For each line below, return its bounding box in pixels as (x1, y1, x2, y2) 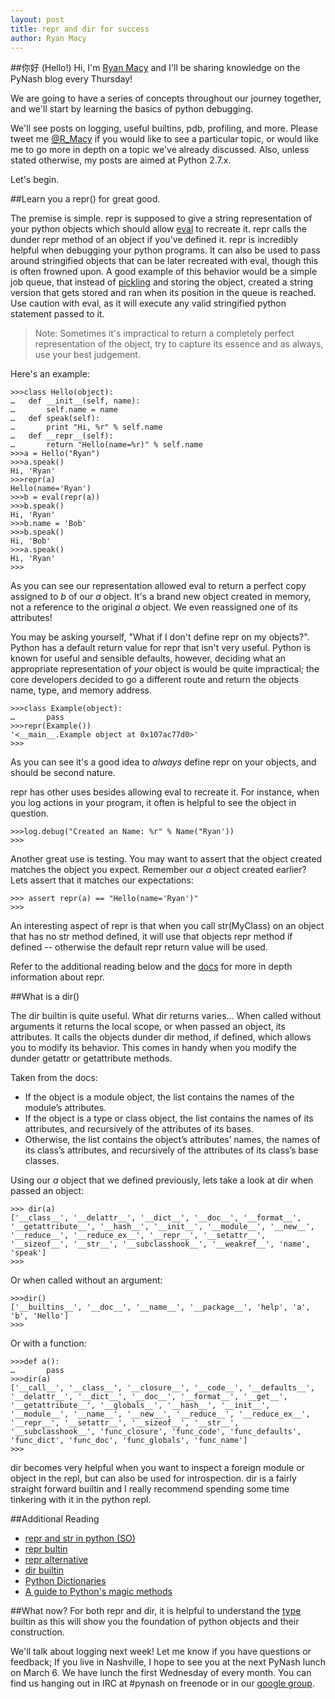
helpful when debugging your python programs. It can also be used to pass (10, 244, 321, 256)
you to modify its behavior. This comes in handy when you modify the (10, 1042, 298, 1054)
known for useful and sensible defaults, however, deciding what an (10, 652, 287, 665)
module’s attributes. (24, 1102, 107, 1114)
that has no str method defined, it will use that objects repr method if (10, 931, 293, 943)
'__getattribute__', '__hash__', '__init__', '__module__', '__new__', (10, 1222, 315, 1232)
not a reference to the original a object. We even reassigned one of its (10, 601, 299, 613)
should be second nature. (10, 767, 116, 779)
